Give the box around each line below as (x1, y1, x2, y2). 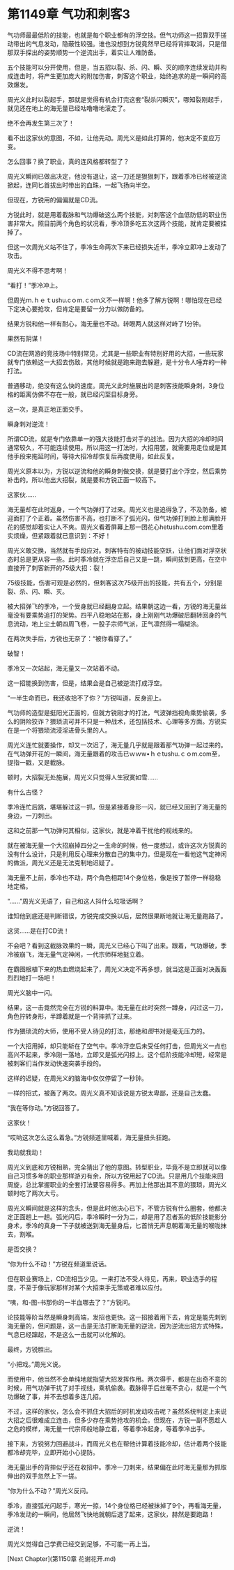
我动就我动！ (7, 1148, 44, 1156)
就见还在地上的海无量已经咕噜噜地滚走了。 (7, 104, 130, 112)
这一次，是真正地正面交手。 (7, 405, 87, 413)
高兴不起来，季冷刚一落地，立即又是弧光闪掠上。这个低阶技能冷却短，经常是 (7, 1050, 227, 1059)
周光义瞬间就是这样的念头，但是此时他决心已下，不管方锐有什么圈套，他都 (7, 1204, 221, 1212)
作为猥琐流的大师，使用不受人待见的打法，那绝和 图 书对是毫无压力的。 (7, 1026, 209, 1035)
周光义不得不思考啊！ (7, 266, 68, 274)
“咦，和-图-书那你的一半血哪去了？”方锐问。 (7, 1298, 134, 1306)
